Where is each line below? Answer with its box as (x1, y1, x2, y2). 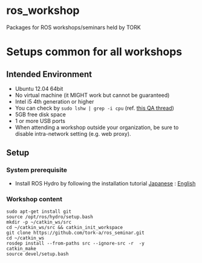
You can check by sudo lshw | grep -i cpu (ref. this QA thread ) (15, 104, 174, 112)
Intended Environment (6, 69, 93, 79)
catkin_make (6, 245, 36, 251)
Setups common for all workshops (6, 45, 183, 59)
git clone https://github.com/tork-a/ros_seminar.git (6, 230, 145, 236)
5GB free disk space (15, 110, 67, 118)
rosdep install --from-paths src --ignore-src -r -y (6, 240, 145, 246)
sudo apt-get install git (6, 208, 71, 215)
